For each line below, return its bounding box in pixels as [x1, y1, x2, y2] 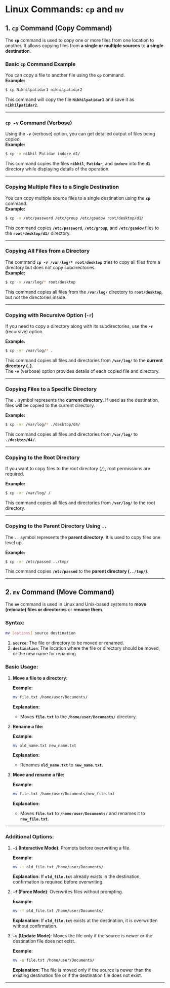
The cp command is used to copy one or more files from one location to [5, 37, 154, 43]
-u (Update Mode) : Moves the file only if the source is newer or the [12, 933, 153, 939]
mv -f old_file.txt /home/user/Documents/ [12, 908, 104, 913]
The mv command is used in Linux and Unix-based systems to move [5, 601, 147, 607]
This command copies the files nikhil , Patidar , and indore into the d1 [5, 161, 151, 167]
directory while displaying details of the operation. [5, 166, 110, 172]
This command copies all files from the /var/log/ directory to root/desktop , [5, 289, 163, 295]
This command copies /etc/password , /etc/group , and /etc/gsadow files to [5, 225, 159, 231]
